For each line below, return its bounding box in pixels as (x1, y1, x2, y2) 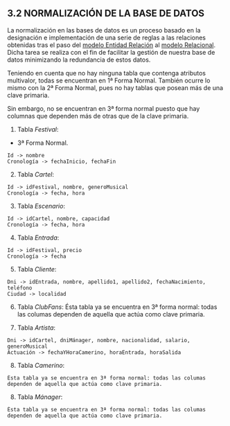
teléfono (7, 284, 33, 292)
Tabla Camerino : (17, 361, 65, 369)
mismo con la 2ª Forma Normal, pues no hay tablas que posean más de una (7, 83, 224, 91)
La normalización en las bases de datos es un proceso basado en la (7, 26, 201, 34)
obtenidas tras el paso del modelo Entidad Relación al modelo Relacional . (7, 40, 216, 49)
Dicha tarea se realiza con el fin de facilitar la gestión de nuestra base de (7, 48, 215, 56)
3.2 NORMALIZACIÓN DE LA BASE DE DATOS (7, 8, 205, 19)
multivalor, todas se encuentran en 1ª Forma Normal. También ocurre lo (7, 76, 211, 85)
